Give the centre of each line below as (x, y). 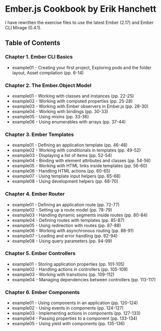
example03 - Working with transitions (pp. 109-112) (63, 274)
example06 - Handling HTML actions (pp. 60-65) (61, 171)
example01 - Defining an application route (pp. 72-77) (66, 204)
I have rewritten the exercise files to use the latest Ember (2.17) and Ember (79, 22)
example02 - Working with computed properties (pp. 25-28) (72, 101)
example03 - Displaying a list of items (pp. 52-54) (62, 156)
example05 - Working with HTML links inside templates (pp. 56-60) (80, 166)
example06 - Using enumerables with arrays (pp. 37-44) (69, 122)
